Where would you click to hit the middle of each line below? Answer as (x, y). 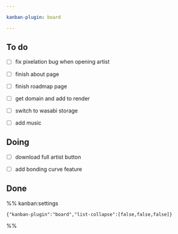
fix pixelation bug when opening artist (62, 62)
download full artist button (48, 157)
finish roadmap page (41, 86)
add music (28, 123)
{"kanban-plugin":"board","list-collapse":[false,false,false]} (89, 214)
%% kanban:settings (33, 203)
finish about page (37, 74)
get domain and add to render (52, 98)
